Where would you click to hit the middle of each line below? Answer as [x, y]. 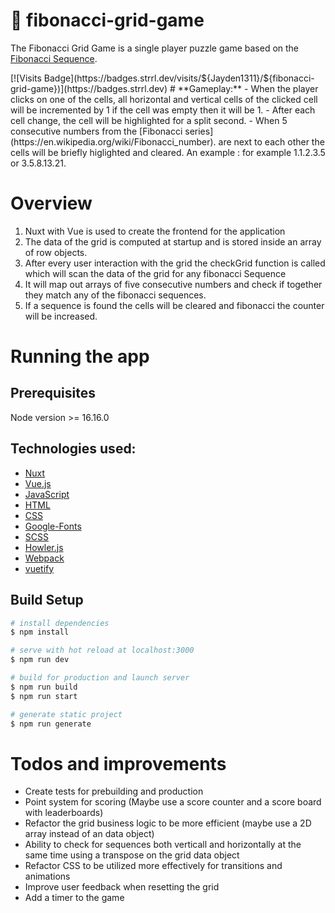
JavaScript [47, 494]
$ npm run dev [40, 660]
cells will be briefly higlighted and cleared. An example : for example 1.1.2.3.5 [168, 152]
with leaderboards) [64, 813]
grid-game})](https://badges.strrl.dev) [89, 88]
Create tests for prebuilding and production [114, 791]
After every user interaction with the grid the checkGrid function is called [175, 263]
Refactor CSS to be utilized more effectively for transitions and [153, 866]
